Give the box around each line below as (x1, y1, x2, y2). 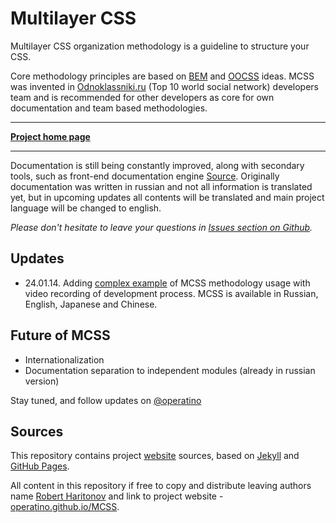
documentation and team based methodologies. (10, 102, 208, 114)
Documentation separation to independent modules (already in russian (24, 364, 316, 376)
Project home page (10, 130, 91, 142)
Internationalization (24, 353, 105, 366)
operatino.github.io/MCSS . (10, 501, 120, 513)
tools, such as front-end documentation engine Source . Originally (10, 170, 280, 182)
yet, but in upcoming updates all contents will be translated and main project (10, 191, 325, 203)
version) (24, 375, 60, 387)
